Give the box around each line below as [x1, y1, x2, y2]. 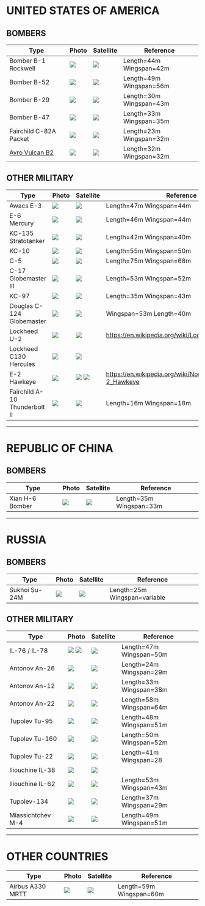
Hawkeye [9, 377, 37, 386]
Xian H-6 [9, 494, 37, 503]
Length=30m [123, 92, 161, 100]
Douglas [9, 301, 34, 310]
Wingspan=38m [121, 685, 168, 694]
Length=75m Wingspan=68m [106, 256, 191, 265]
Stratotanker [9, 236, 45, 245]
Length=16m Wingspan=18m [106, 399, 191, 407]
